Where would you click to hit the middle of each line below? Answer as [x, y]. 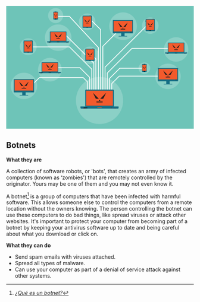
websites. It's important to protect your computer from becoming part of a [97, 221]
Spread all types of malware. [50, 263]
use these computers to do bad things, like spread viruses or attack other [96, 215]
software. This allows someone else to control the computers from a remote [99, 202]
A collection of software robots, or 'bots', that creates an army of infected [96, 171]
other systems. [33, 276]
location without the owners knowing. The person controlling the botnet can [99, 209]
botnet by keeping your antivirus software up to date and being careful [93, 228]
